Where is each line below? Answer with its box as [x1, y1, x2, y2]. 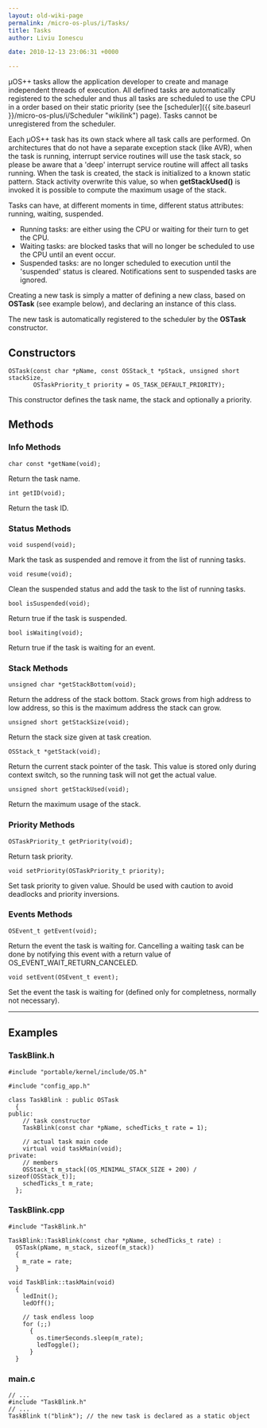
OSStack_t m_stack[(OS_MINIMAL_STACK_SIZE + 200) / [22, 1166, 197, 1174]
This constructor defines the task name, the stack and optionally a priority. [8, 394, 253, 404]
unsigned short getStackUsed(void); [8, 786, 130, 794]
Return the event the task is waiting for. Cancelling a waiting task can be [8, 941, 245, 950]
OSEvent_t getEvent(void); [8, 927, 98, 935]
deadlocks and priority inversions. [8, 889, 120, 898]
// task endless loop [22, 1313, 94, 1321]
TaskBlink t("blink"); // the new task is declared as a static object [8, 1412, 250, 1420]
